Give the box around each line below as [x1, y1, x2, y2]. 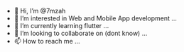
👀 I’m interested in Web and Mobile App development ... [13, 14, 178, 22]
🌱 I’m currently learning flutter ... [13, 22, 109, 30]
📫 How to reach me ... [13, 37, 80, 45]
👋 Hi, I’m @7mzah [13, 7, 66, 15]
